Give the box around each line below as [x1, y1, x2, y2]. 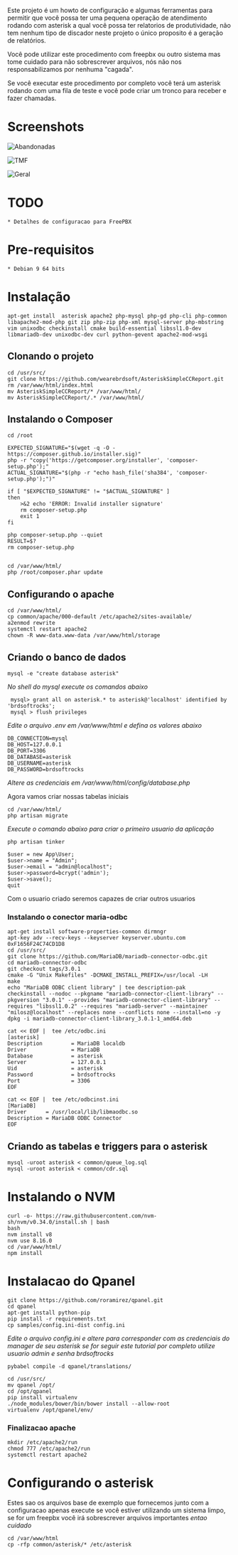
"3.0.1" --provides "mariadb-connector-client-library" [42, 996, 212, 1004]
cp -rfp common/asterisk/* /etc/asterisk [7, 1541, 132, 1549]
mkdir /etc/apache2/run [7, 1439, 78, 1446]
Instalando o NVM [7, 1189, 116, 1205]
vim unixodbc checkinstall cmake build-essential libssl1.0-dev [7, 325, 202, 332]
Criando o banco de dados [7, 651, 126, 663]
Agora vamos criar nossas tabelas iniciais [7, 792, 129, 800]
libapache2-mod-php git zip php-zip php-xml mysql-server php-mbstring [7, 318, 224, 325]
